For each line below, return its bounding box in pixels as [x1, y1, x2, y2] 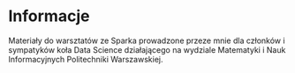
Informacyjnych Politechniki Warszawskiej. [8, 54, 163, 64]
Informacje [8, 6, 90, 26]
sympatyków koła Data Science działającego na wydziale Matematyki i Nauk [8, 44, 286, 55]
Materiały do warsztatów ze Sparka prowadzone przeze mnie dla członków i [8, 35, 285, 46]
